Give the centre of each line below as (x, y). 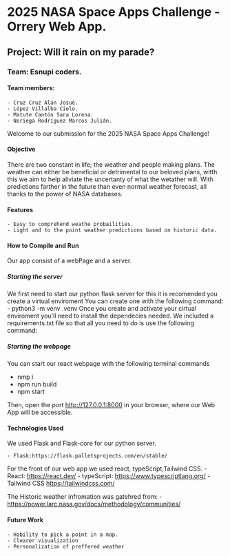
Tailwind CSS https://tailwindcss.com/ (61, 484)
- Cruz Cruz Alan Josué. (43, 103)
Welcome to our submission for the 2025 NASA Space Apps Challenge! (108, 133)
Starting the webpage (39, 346)
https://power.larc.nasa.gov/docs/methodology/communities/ (94, 504)
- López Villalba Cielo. (43, 109)
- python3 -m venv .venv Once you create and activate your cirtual (102, 309)
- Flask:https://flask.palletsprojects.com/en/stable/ (87, 456)
